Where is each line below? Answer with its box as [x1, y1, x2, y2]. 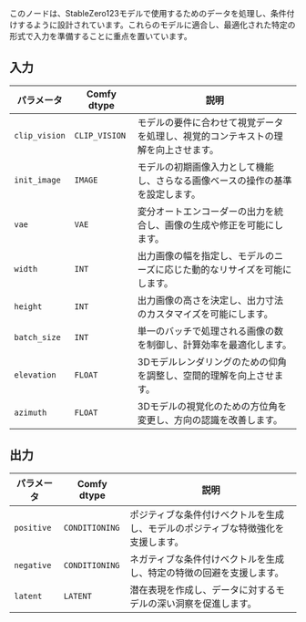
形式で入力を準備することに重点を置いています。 [9, 31, 193, 41]
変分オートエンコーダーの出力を [137, 204, 275, 217]
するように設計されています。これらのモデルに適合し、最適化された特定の [16, 19, 296, 30]
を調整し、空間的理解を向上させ [137, 368, 275, 381]
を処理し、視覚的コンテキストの [137, 130, 275, 142]
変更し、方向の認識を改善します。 [137, 413, 283, 426]
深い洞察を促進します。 [157, 596, 257, 609]
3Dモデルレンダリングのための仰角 [137, 355, 287, 368]
